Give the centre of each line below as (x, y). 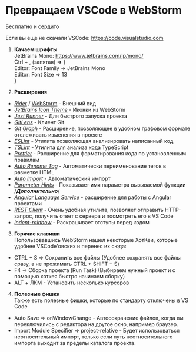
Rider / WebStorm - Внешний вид (55, 103)
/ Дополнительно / (37, 191)
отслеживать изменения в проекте (58, 135)
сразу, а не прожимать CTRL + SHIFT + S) (67, 264)
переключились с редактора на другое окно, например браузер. (96, 324)
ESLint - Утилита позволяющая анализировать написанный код (94, 141)
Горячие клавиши (37, 234)
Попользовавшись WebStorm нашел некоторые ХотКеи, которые (96, 240)
